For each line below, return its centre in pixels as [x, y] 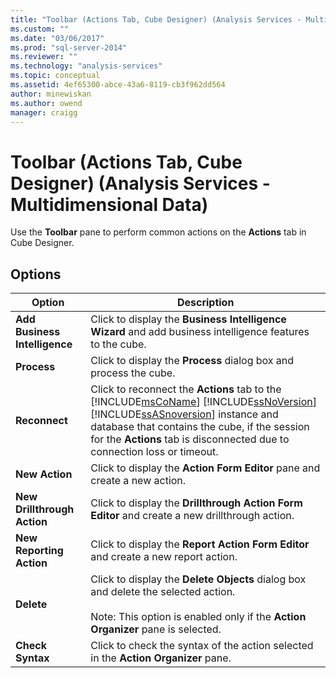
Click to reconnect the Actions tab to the [186, 389]
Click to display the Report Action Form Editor [200, 544]
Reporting [39, 551]
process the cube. [133, 373]
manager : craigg [44, 112]
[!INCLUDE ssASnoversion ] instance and [184, 414]
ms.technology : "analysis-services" [86, 66]
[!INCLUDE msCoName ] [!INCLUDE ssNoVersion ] [203, 402]
